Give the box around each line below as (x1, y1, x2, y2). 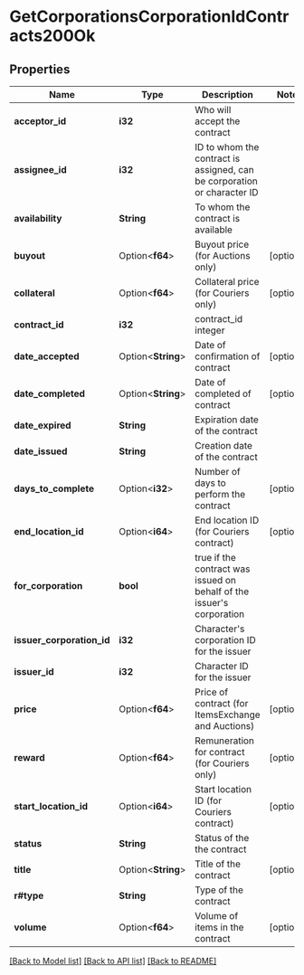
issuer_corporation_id (14, 634, 110, 646)
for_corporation (14, 580, 83, 592)
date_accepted (14, 350, 80, 363)
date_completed (14, 387, 86, 400)
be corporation (194, 175, 258, 187)
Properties (9, 62, 71, 77)
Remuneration (194, 734, 255, 747)
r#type (14, 889, 44, 902)
